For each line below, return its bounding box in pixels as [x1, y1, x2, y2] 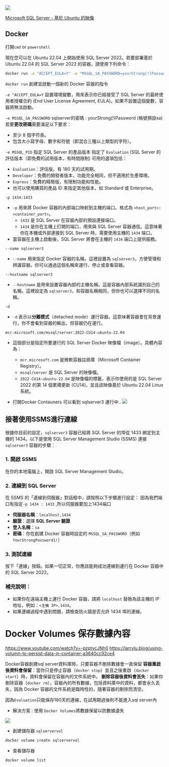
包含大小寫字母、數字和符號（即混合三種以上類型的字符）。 [12, 138, 134, 144]
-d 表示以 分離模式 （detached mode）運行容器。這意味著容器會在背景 [12, 314, 157, 320]
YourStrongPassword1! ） [12, 537, 62, 543]
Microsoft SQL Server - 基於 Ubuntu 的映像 [5, 15, 95, 21]
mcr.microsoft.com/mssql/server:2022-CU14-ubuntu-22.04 [5, 330, 125, 335]
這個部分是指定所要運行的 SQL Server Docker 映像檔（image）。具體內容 [12, 339, 162, 345]
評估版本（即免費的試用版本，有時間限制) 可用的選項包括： [5, 155, 127, 161]
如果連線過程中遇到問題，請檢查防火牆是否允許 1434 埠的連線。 [12, 608, 145, 615]
